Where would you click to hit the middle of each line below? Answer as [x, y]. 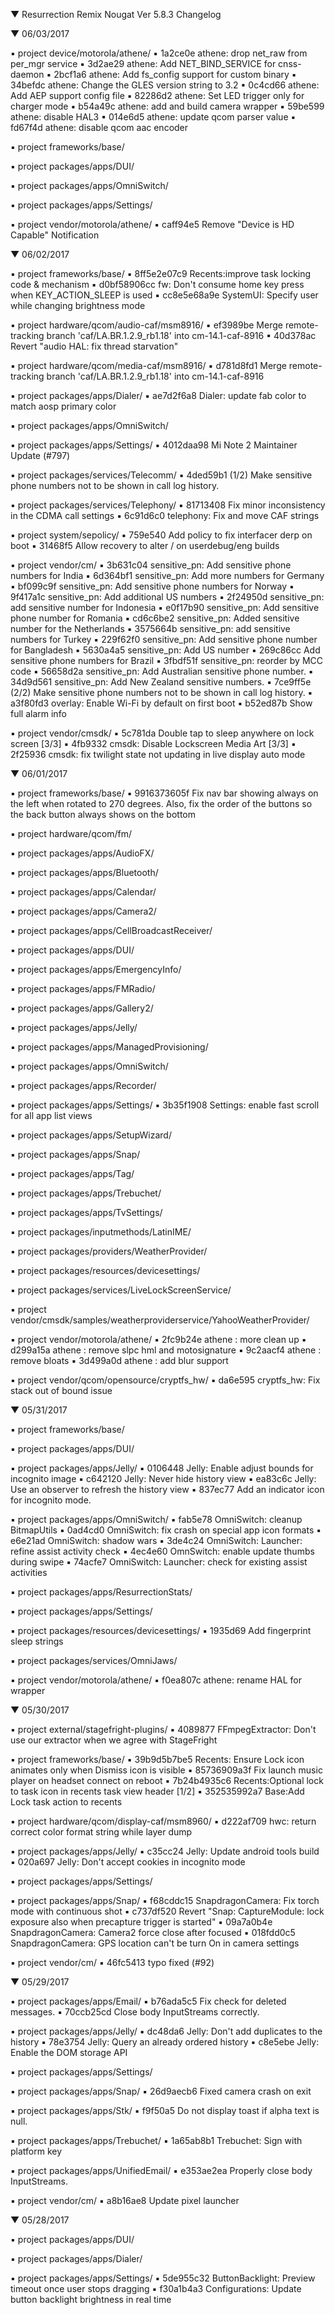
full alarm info [38, 713]
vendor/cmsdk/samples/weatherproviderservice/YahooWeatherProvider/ [160, 1320]
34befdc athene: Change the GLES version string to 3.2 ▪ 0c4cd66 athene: [165, 85]
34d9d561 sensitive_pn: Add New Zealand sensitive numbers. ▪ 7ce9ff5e [161, 682]
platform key [36, 2151]
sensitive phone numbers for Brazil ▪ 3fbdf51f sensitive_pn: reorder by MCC [167, 660]
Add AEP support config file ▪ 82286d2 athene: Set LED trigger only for [157, 95]
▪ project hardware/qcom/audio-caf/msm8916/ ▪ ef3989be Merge [146, 325]
